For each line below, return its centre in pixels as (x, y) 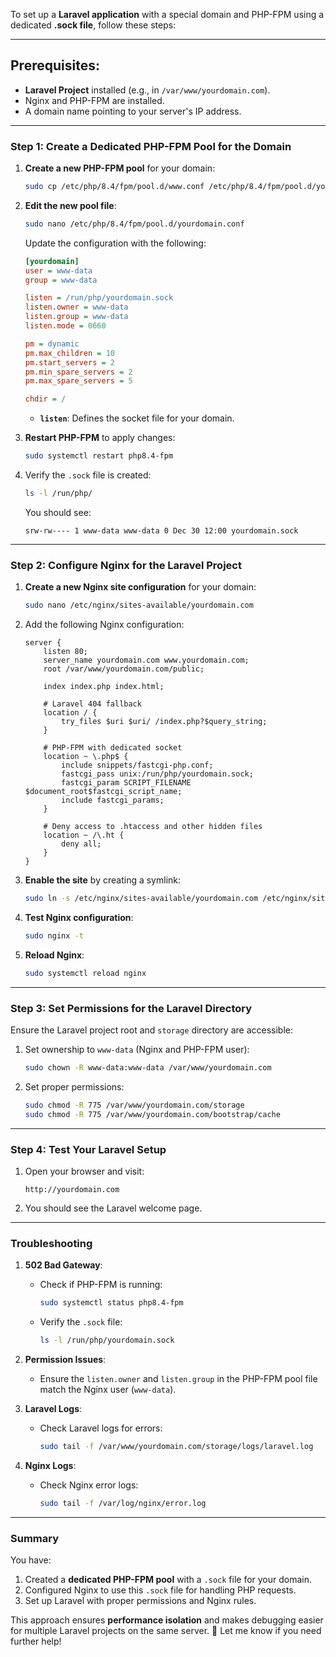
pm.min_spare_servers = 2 (78, 372)
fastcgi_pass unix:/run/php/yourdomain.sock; (157, 774)
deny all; (81, 844)
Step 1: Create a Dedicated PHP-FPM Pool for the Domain (151, 146)
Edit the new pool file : (70, 205)
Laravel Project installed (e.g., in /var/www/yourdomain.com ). (147, 90)
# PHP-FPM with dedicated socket (113, 748)
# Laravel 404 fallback (92, 704)
